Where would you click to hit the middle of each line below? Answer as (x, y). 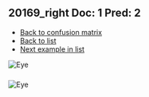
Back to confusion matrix (61, 32)
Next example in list (52, 49)
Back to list (38, 41)
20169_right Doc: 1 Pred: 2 (74, 13)
